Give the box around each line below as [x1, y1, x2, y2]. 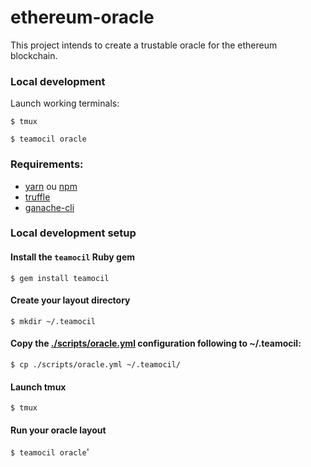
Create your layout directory [10, 294, 131, 306]
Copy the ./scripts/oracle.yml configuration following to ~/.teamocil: [10, 337, 302, 350]
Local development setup [10, 226, 137, 240]
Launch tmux [10, 381, 67, 393]
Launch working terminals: [10, 97, 120, 110]
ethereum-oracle [10, 6, 155, 29]
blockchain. [10, 49, 58, 61]
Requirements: [10, 157, 84, 171]
